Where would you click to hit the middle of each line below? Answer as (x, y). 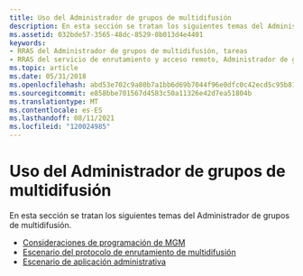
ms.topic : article (44, 69)
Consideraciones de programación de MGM (104, 242)
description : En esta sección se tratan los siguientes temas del (137, 26)
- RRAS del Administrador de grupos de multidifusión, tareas (129, 51)
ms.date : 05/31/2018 (48, 77)
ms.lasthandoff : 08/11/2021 (62, 118)
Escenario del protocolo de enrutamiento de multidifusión (129, 252)
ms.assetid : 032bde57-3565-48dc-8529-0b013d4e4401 (106, 34)
